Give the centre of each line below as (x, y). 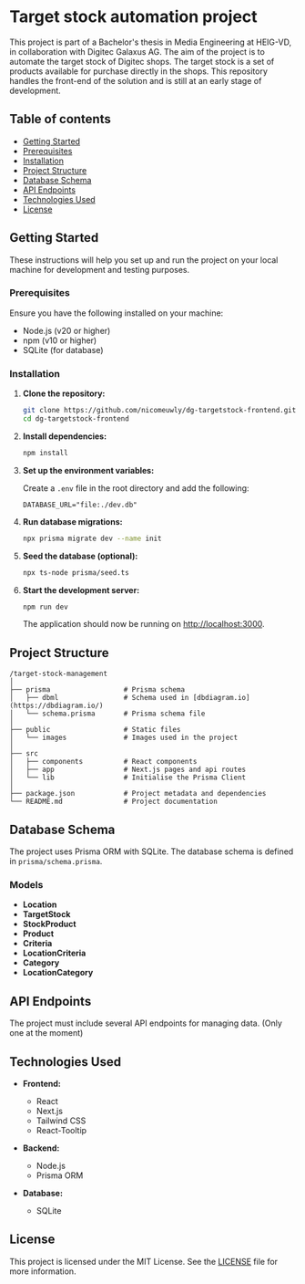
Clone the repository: (64, 393)
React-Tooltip (61, 1130)
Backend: (41, 1148)
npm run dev (45, 607)
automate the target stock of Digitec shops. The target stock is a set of (142, 61)
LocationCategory (58, 973)
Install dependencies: (65, 436)
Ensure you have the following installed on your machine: (117, 313)
